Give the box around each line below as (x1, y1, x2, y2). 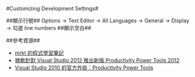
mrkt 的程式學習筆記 (14, 49, 64, 56)
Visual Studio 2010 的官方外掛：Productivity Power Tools (14, 64, 154, 71)
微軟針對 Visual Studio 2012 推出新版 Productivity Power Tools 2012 (14, 57, 180, 63)
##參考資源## (6, 37, 40, 43)
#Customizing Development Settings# (6, 5, 99, 12)
